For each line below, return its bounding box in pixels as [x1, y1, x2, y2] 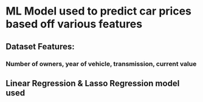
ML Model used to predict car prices [5, 4, 192, 18]
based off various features [5, 17, 143, 31]
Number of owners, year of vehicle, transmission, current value [5, 59, 197, 68]
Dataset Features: [5, 41, 75, 52]
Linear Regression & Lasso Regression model [5, 78, 180, 89]
